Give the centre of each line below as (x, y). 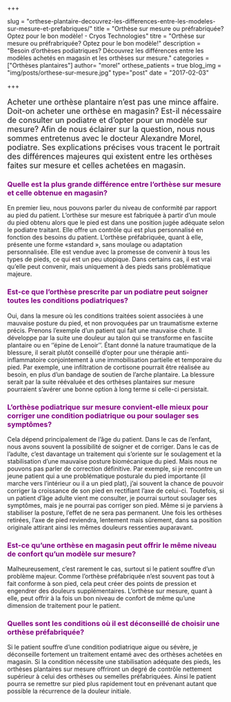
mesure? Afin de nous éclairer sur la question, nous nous (111, 129)
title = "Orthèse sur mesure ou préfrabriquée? (159, 29)
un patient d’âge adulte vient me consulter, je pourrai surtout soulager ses (112, 497)
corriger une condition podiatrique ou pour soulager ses (103, 415)
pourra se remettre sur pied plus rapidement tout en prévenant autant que (112, 684)
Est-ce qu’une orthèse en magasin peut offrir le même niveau (112, 545)
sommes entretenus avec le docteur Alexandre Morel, (105, 138)
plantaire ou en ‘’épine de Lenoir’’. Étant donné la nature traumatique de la (112, 345)
